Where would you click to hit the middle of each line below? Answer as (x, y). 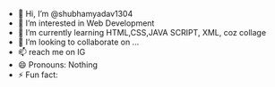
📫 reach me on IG (52, 52)
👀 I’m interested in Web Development (86, 23)
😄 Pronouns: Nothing (58, 65)
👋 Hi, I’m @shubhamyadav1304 (75, 14)
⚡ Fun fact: (38, 75)
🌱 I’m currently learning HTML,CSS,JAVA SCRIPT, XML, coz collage (142, 32)
